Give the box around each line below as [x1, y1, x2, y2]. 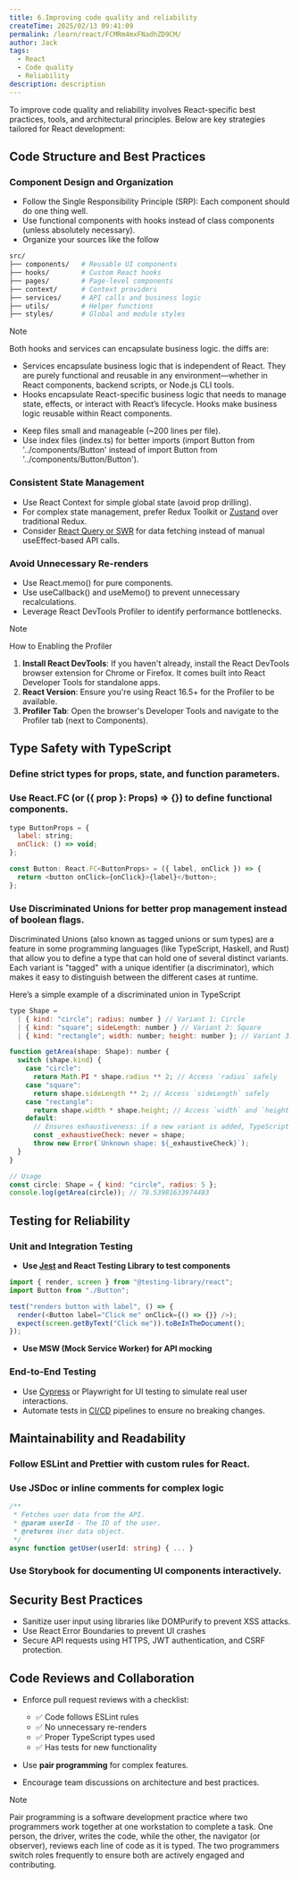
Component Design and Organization [9, 175, 174, 188]
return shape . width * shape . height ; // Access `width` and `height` [32, 1106, 294, 1115]
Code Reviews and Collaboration [9, 1671, 195, 1686]
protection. [21, 1645, 63, 1655]
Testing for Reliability [9, 1213, 131, 1229]
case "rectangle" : [25, 1097, 94, 1106]
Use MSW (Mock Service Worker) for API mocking [21, 1343, 212, 1354]
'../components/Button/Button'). [21, 454, 139, 465]
